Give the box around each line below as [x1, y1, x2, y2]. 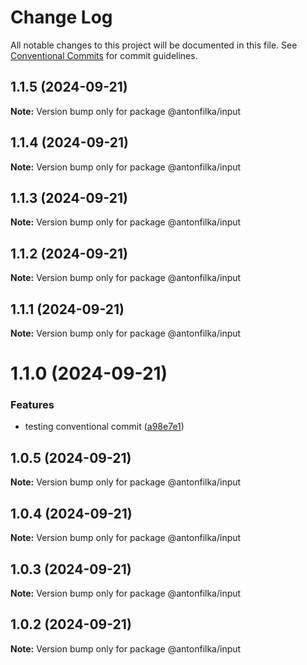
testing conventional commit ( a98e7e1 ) [24, 421, 185, 433]
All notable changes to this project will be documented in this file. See [10, 39, 298, 51]
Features [10, 398, 55, 412]
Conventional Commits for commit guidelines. [10, 49, 198, 61]
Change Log [10, 6, 113, 29]
